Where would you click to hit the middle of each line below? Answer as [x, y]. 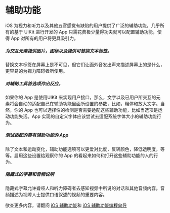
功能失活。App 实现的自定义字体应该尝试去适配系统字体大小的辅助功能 [83, 116]
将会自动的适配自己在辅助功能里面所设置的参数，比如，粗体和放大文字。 [85, 103]
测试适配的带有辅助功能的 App [37, 135]
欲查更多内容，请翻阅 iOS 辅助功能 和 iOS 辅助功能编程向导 [66, 205]
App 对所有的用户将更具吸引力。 [45, 38]
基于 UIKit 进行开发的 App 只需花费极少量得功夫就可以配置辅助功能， [86, 32]
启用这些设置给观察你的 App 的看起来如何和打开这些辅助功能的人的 [84, 155]
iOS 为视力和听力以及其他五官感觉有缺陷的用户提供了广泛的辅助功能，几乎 [83, 25]
